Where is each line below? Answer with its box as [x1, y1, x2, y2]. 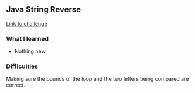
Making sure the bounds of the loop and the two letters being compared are [6, 76, 189, 83]
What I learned [6, 34, 49, 42]
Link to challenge [6, 20, 48, 27]
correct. [6, 81, 25, 89]
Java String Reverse [6, 5, 81, 15]
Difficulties [6, 62, 38, 70]
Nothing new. [14, 48, 47, 55]
